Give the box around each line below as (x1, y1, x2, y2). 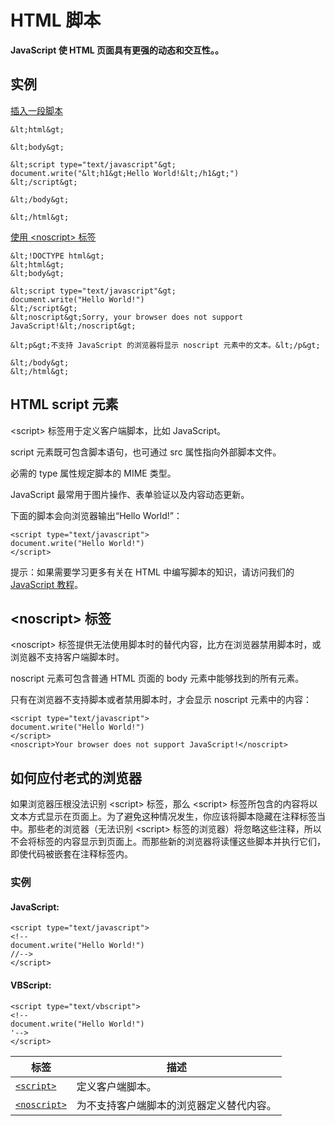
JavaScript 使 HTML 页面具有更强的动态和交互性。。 (10, 44, 225, 56)
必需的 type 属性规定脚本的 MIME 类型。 (10, 467, 177, 479)
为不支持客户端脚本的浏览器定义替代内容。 (76, 1098, 277, 1112)
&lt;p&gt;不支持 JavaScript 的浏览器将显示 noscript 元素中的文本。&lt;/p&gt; (10, 340, 321, 350)
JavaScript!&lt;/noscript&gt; (10, 321, 137, 331)
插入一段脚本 (10, 104, 63, 116)
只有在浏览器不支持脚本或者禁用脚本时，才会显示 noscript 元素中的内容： (10, 694, 312, 706)
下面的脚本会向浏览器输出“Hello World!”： (10, 509, 183, 521)
